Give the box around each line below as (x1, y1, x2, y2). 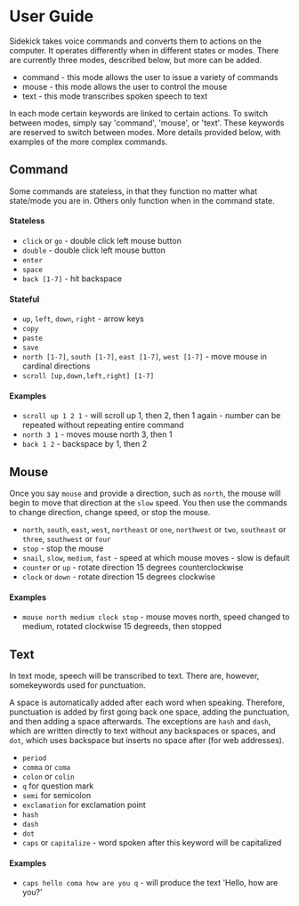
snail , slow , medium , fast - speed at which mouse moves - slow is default (21, 553, 290, 563)
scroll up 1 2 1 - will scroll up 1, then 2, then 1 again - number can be (21, 410, 281, 421)
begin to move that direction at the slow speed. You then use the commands (9, 497, 287, 508)
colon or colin (21, 772, 75, 782)
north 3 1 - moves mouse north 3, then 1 (21, 429, 173, 440)
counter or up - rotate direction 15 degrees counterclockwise (21, 562, 244, 573)
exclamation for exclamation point (21, 799, 147, 811)
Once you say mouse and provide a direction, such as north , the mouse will (9, 488, 281, 499)
